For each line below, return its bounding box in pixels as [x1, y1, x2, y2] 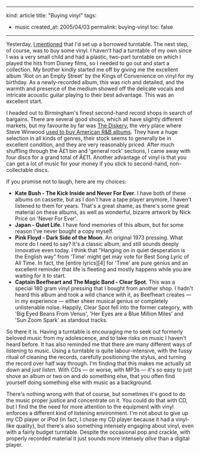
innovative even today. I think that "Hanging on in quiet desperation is [14, 247, 186, 254]
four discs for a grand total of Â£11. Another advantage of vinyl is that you [6, 154, 187, 161]
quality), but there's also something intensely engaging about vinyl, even [15, 422, 194, 429]
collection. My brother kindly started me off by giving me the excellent [6, 66, 179, 73]
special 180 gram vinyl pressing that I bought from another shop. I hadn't [14, 285, 193, 292]
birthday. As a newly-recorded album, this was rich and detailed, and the [6, 79, 185, 85]
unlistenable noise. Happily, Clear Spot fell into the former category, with [14, 304, 193, 311]
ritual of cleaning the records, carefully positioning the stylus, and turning [6, 354, 186, 360]
